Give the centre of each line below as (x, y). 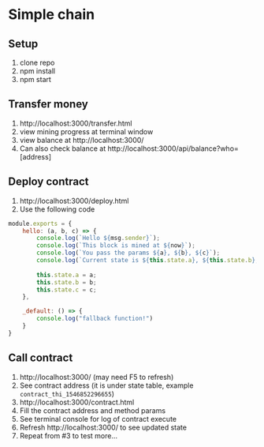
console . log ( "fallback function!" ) (95, 319)
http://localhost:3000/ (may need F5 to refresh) (97, 377)
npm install (37, 71)
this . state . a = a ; (67, 275)
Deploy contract (48, 182)
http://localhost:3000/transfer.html (76, 123)
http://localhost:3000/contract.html (77, 402)
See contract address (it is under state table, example (106, 385)
